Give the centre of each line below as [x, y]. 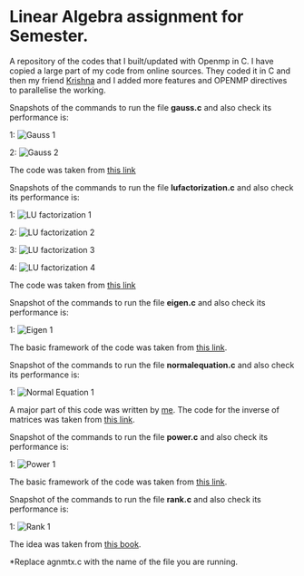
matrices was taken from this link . [73, 419]
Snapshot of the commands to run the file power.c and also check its [139, 436]
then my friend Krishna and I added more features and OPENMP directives [148, 80]
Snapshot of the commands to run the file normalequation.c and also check [152, 365]
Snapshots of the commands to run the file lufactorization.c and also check [152, 187]
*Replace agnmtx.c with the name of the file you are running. [124, 561]
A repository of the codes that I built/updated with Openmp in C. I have [142, 61]
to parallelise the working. [58, 90]
